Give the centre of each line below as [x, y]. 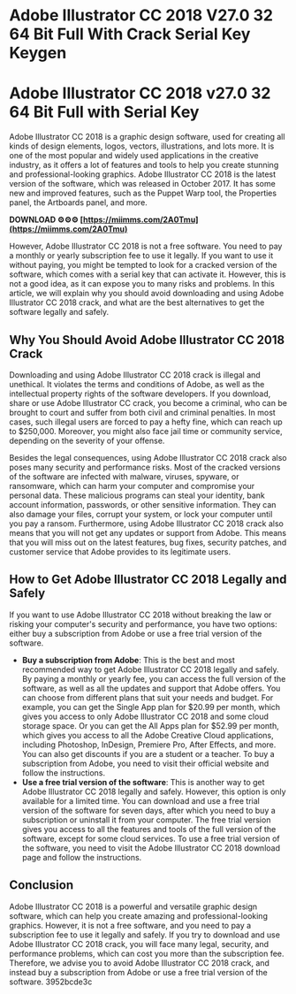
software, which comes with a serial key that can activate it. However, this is [148, 274]
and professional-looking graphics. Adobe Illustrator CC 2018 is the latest [143, 174]
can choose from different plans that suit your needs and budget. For [148, 697]
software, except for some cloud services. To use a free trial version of [151, 838]
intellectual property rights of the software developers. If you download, [140, 394]
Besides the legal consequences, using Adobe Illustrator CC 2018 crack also [148, 457]
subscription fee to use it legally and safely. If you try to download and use [145, 935]
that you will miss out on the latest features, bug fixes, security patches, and [148, 542]
